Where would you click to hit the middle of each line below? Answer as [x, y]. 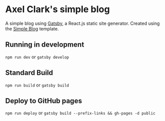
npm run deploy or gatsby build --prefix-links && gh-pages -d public [80, 113]
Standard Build [29, 73]
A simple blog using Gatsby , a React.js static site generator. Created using [82, 23]
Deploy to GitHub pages [44, 100]
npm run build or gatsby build [37, 85]
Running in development [45, 45]
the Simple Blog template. [32, 28]
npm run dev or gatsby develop [37, 57]
